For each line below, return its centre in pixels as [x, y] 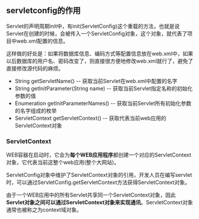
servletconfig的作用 [44, 11]
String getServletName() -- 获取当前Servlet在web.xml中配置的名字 [96, 81]
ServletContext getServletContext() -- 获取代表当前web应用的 [90, 118]
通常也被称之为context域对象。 [44, 210]
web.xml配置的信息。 [42, 41]
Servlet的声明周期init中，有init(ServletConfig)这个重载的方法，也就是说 [93, 26]
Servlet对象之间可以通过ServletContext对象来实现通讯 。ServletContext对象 [99, 202]
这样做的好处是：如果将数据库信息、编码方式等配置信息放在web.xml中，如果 [100, 53]
